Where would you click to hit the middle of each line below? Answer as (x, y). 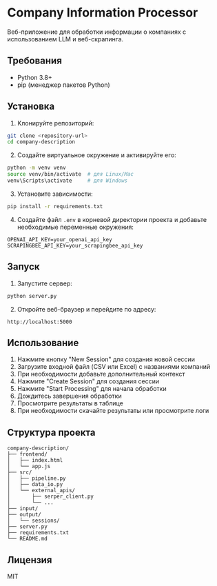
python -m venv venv (37, 168)
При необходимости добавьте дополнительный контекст (101, 374)
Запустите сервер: (44, 283)
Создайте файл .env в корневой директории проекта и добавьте (112, 219)
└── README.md (28, 539)
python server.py (32, 296)
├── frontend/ (28, 454)
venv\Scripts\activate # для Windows (68, 181)
